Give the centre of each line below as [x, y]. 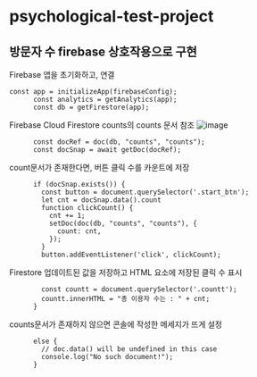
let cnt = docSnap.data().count [102, 200]
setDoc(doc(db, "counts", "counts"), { [123, 223]
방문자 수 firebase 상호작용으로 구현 [104, 51]
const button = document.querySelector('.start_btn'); [145, 192]
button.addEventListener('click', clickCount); [131, 255]
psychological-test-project [112, 17]
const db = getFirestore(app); [91, 107]
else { [45, 341]
